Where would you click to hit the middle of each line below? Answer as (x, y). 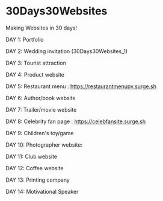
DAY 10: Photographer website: (44, 145)
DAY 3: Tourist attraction (36, 63)
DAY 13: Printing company (38, 180)
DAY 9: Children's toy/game (40, 133)
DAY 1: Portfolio (25, 39)
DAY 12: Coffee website (35, 168)
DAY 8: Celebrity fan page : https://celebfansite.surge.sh (76, 121)
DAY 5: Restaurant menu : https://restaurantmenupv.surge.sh (81, 86)
